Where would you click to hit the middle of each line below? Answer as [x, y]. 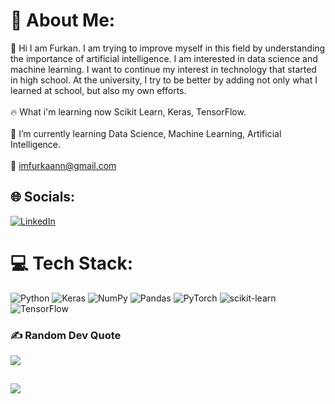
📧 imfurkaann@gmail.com [63, 165]
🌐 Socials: [43, 197]
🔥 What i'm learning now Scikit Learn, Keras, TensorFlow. [128, 111]
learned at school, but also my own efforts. [98, 90]
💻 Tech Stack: [72, 263]
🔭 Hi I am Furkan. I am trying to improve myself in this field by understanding [168, 48]
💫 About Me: [63, 20]
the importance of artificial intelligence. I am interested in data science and [164, 58]
